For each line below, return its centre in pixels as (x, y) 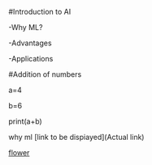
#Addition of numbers (45, 74)
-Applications (31, 59)
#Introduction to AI (40, 12)
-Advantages (30, 43)
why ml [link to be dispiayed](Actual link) (76, 137)
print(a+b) (25, 121)
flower (19, 152)
